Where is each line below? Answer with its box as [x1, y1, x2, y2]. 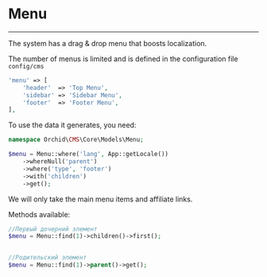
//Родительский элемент [8, 254, 87, 262]
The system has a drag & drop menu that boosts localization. [8, 38, 207, 48]
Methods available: [8, 209, 71, 219]
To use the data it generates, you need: [8, 120, 137, 130]
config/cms [8, 62, 44, 70]
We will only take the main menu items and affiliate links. [8, 194, 193, 204]
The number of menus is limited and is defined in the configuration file [8, 53, 238, 64]
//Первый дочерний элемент [8, 224, 98, 233]
